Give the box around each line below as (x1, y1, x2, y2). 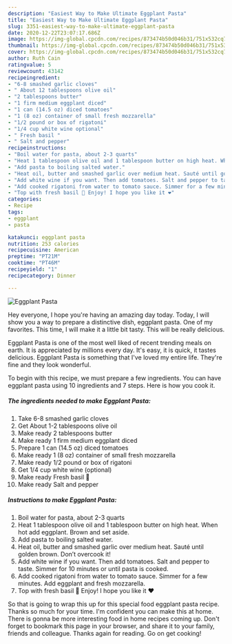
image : (8, 36, 27, 43)
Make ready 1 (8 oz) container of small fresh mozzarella (17, 450, 176, 459)
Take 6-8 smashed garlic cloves (17, 414, 109, 422)
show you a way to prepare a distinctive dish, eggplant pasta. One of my (8, 318, 213, 326)
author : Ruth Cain (8, 55, 61, 62)
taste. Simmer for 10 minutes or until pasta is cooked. (17, 564, 169, 572)
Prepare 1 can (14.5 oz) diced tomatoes (17, 444, 129, 452)
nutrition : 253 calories (8, 240, 79, 247)
